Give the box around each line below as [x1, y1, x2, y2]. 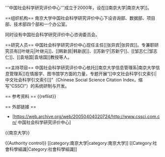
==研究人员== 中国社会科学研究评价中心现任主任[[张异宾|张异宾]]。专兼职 [5, 42, 155, 48]
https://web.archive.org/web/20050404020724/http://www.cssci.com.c [14, 113, 160, 119]
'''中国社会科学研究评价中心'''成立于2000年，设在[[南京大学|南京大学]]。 [5, 5, 152, 10]
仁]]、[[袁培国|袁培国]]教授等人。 [5, 54, 72, 60]
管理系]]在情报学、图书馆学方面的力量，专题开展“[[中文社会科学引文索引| [9, 71, 157, 76]
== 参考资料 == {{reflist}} [5, 93, 56, 99]
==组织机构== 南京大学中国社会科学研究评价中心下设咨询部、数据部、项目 [5, 15, 156, 21]
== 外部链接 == [5, 104, 36, 110]
